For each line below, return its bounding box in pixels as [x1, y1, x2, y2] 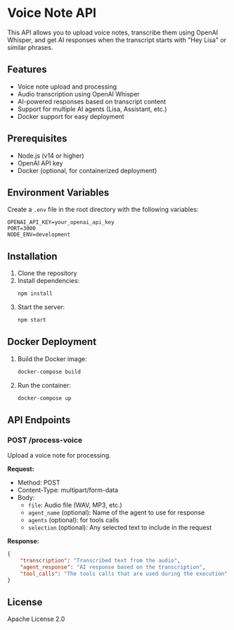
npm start [17, 317, 47, 324]
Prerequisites [7, 132, 67, 145]
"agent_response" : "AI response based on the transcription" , [20, 563, 206, 571]
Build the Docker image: [17, 354, 88, 363]
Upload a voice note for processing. [7, 451, 111, 460]
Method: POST [17, 479, 60, 487]
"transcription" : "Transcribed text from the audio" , [20, 557, 181, 565]
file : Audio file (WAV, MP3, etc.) [27, 501, 123, 510]
